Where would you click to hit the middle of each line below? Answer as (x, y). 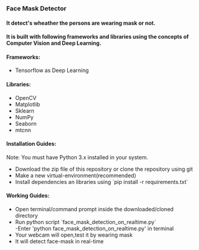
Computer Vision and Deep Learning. (54, 43)
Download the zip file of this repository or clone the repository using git (104, 169)
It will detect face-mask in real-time (59, 241)
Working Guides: (28, 196)
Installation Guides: (31, 144)
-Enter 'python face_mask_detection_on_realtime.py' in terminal (94, 228)
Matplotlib (28, 104)
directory (26, 215)
